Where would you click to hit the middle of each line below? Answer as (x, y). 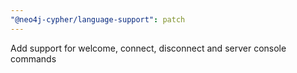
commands (33, 58)
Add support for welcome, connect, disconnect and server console (148, 48)
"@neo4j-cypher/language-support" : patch (98, 19)
